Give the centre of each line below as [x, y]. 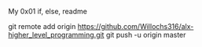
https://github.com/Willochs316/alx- [136, 26]
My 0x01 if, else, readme [48, 11]
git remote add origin [42, 26]
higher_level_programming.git [56, 35]
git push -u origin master [146, 35]
